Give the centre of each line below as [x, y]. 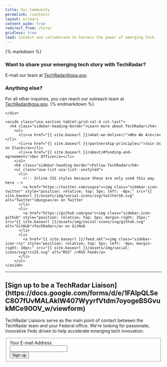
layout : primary [22, 19]
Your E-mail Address [31, 343]
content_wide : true [25, 24]
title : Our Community [28, 10]
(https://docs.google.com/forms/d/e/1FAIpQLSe [82, 293]
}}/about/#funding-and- [108, 152]
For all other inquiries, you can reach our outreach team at [65, 99]
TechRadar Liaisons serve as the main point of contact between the [74, 320]
